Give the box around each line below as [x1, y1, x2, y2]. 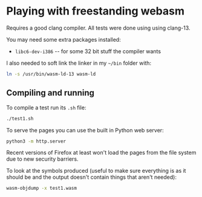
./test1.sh [6, 115, 34, 121]
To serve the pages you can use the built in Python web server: [6, 126, 165, 134]
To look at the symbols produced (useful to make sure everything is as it [6, 167, 186, 175]
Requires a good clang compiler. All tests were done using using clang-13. [6, 24, 191, 31]
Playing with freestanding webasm [6, 4, 184, 18]
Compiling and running [6, 88, 95, 98]
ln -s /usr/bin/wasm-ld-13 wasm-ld [6, 71, 96, 77]
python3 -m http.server [6, 138, 67, 144]
